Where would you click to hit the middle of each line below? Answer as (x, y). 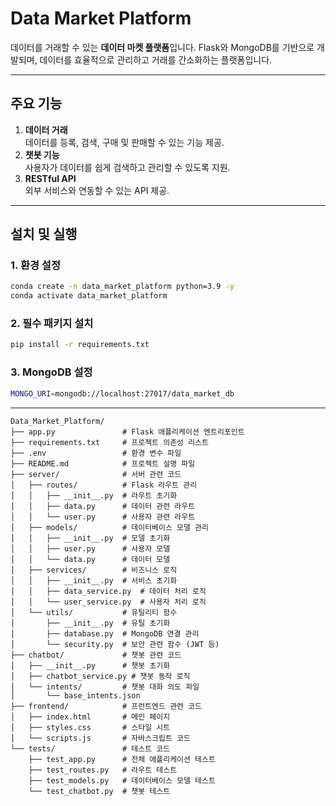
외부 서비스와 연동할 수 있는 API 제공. (97, 190)
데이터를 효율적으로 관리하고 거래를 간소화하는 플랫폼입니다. (156, 59)
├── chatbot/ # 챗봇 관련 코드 (96, 655)
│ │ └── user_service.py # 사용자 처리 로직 (108, 602)
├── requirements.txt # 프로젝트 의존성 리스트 (109, 442)
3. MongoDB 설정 (51, 372)
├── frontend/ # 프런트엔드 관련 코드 (106, 706)
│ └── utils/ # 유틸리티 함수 (94, 612)
